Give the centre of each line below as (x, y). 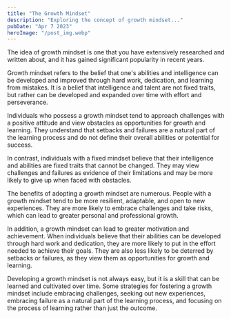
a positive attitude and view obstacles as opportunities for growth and (106, 123)
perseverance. (28, 102)
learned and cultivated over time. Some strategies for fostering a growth (110, 286)
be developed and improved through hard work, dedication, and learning (110, 81)
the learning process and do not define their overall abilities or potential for (113, 138)
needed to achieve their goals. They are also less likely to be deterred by (110, 251)
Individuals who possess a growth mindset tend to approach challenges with (116, 116)
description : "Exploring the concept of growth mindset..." (96, 20)
